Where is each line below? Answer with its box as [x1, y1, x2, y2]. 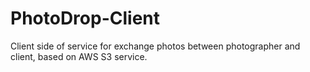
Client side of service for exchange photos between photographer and [10, 40, 301, 52]
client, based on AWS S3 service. [10, 50, 148, 62]
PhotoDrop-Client [10, 7, 161, 30]
